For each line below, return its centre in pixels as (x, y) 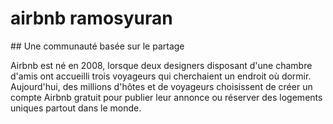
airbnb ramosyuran (91, 18)
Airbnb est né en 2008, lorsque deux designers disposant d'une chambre (161, 65)
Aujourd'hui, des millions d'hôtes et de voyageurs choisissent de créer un (161, 86)
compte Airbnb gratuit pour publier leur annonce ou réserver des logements (166, 97)
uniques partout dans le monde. (76, 108)
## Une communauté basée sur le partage (97, 46)
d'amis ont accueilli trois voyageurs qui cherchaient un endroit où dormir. (161, 76)
